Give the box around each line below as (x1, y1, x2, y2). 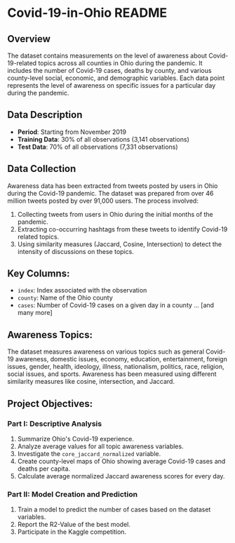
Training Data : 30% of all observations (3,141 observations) (17, 135, 189, 143)
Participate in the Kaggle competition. (17, 528, 127, 536)
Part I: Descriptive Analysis (7, 419, 102, 429)
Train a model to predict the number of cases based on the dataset (17, 505, 211, 514)
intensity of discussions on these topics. (17, 247, 135, 255)
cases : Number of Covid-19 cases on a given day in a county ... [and (17, 301, 215, 309)
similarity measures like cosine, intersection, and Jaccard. (7, 377, 175, 386)
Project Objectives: (7, 398, 93, 410)
